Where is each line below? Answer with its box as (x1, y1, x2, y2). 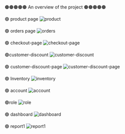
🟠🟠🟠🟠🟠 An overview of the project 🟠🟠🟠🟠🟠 (5, 4, 106, 10)
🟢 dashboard (5, 111, 33, 117)
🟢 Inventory (5, 76, 30, 81)
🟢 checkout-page (5, 40, 42, 46)
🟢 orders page (5, 28, 36, 34)
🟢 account (5, 87, 28, 93)
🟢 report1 (5, 123, 25, 129)
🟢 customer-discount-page (5, 64, 62, 69)
